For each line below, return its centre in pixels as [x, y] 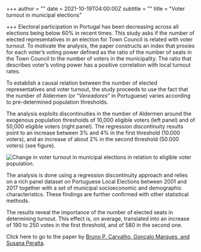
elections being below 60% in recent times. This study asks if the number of [100, 33]
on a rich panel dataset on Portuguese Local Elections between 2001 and [97, 181]
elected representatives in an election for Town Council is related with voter [100, 39]
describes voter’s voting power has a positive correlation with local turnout [98, 65]
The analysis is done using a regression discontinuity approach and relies [97, 175]
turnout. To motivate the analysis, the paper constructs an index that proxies [100, 46]
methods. [18, 201]
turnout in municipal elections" [44, 15]
